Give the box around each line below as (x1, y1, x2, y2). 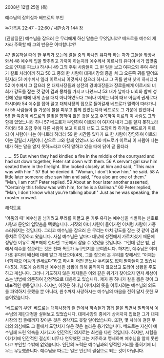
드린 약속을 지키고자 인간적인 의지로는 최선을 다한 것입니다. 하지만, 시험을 (18, 329, 158, 335)
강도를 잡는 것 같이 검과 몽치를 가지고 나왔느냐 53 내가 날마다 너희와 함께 (14, 88, 152, 94)
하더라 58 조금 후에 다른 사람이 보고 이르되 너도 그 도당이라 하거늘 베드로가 (5, 125, 147, 131)
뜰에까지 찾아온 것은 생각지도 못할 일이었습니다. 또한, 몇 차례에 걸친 (23, 317, 151, 323)
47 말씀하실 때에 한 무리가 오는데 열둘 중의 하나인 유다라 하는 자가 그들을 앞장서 (5, 52, 156, 58)
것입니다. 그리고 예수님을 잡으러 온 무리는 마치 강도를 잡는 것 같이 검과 (26, 228, 159, 233)
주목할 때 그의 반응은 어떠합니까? (14, 42, 77, 47)
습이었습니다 (5, 295, 29, 300)
